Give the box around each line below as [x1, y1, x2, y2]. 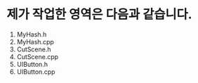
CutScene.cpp [16, 52, 59, 60]
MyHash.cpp [16, 37, 54, 46]
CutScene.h [16, 45, 51, 53]
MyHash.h [16, 30, 47, 39]
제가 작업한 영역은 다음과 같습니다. [6, 6, 192, 23]
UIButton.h [16, 60, 48, 68]
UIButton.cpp [16, 68, 55, 76]
